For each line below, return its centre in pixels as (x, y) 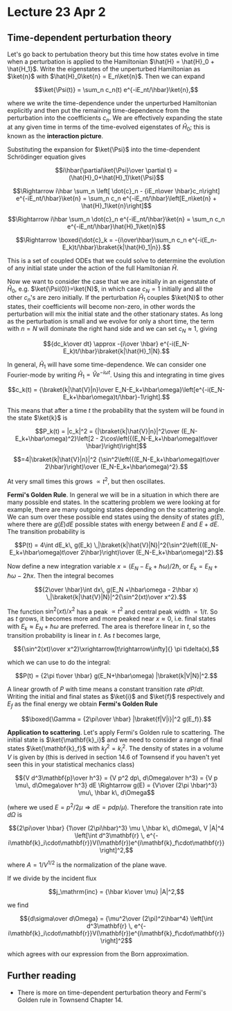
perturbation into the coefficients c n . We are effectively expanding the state (115, 118)
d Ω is (15, 815)
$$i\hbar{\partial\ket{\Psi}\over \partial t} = (116, 170)
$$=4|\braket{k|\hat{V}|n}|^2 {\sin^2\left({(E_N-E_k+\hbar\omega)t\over (116, 459)
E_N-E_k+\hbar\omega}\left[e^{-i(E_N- (170, 390)
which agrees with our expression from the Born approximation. (98, 954)
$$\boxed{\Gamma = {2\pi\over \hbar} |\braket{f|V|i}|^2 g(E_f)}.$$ (116, 719)
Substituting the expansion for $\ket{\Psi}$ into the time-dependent (104, 149)
